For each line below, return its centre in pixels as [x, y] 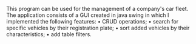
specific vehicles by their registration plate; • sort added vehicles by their [98, 28]
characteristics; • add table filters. [49, 34]
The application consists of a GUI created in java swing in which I [88, 15]
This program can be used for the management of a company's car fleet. [97, 9]
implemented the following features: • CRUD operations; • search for [93, 21]
